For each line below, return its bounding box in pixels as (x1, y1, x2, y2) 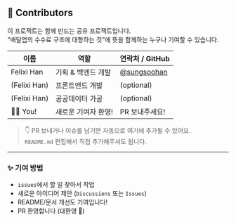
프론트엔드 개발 (55, 80, 103, 90)
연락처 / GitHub (119, 53, 170, 63)
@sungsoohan (119, 67, 168, 77)
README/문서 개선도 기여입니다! (17, 198, 107, 207)
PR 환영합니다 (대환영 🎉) (17, 207, 86, 215)
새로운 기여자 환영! (55, 107, 114, 117)
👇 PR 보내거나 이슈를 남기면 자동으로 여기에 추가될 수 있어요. (24, 126, 191, 134)
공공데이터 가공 (55, 93, 103, 103)
